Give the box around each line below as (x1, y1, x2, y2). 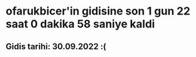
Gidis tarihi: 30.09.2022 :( (5, 41, 107, 52)
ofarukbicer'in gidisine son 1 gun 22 (5, 4, 191, 18)
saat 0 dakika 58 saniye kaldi (5, 17, 155, 31)
